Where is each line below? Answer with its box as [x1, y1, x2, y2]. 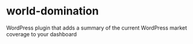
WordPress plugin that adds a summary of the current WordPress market [6, 24, 187, 31]
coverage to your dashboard [6, 30, 77, 37]
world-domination [6, 4, 99, 18]
